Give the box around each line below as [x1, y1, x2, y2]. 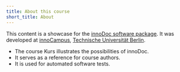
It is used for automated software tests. [14, 60, 110, 67]
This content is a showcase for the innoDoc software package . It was [6, 30, 174, 37]
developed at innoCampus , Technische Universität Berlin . [6, 36, 146, 43]
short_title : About [6, 14, 54, 20]
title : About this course [6, 8, 70, 15]
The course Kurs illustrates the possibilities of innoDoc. [14, 47, 149, 54]
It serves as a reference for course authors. [14, 54, 120, 61]
